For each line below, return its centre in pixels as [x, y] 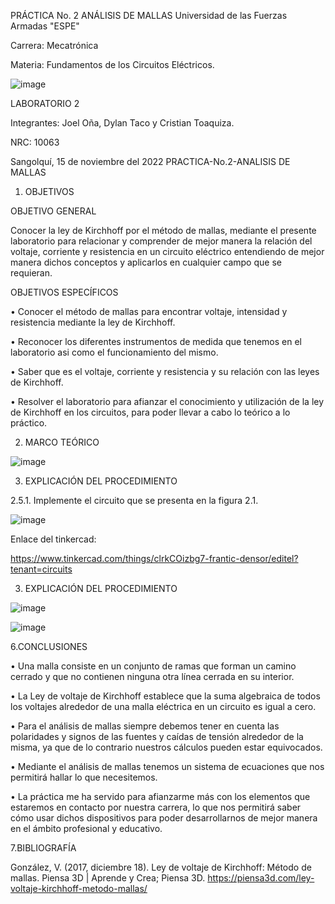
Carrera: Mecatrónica [54, 45]
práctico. [29, 423]
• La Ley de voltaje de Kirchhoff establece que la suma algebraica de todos [165, 696]
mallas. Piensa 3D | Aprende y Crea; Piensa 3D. [108, 878]
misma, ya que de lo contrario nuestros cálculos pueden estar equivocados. [166, 747]
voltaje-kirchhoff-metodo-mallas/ [79, 888]
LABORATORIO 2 [45, 103]
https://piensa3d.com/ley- [261, 878]
